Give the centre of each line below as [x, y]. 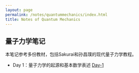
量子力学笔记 [25, 41]
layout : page [19, 10]
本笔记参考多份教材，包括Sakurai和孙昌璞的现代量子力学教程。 [71, 54]
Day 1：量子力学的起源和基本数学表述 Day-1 [58, 65]
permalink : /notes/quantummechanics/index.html [57, 15]
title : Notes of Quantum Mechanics [43, 19]
